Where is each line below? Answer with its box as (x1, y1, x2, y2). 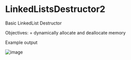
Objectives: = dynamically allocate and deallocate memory (5, 29, 126, 35)
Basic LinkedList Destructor (5, 20, 62, 26)
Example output (5, 39, 37, 45)
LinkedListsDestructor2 (5, 3, 105, 15)
